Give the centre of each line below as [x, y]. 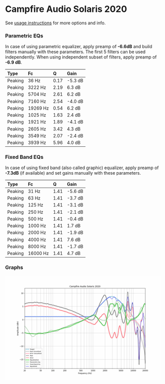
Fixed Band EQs [24, 157]
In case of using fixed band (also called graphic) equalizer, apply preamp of [82, 168]
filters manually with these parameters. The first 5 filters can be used [75, 52]
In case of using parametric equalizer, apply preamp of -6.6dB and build [79, 47]
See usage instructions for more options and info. [56, 23]
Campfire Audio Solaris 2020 [66, 9]
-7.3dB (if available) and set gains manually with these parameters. [73, 173]
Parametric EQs [24, 36]
